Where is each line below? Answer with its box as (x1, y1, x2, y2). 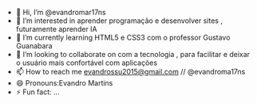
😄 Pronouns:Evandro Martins (15, 78, 113, 87)
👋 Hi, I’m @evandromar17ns (15, 8, 106, 17)
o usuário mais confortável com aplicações (15, 58, 158, 67)
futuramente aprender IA (15, 25, 97, 33)
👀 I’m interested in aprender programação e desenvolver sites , (15, 16, 223, 25)
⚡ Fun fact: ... (15, 87, 60, 97)
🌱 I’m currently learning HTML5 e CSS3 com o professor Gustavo (15, 32, 231, 42)
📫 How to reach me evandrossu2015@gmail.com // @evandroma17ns (15, 67, 246, 76)
